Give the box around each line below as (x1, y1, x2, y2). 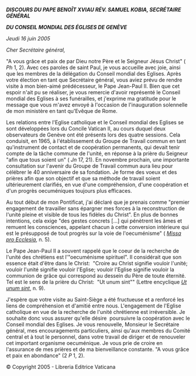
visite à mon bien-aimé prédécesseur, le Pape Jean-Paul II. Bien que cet (6, 83, 180, 90)
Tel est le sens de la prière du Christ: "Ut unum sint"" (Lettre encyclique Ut (6, 279, 187, 285)
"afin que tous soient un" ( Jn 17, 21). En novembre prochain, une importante (6, 156, 190, 163)
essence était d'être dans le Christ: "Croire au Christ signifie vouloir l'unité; (6, 260, 188, 266)
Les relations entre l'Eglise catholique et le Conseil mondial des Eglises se (6, 119, 184, 126)
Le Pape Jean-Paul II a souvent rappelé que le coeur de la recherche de (6, 247, 180, 254)
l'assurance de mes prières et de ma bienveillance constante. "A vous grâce (6, 346, 190, 353)
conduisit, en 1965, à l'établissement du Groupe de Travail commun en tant (6, 138, 186, 144)
